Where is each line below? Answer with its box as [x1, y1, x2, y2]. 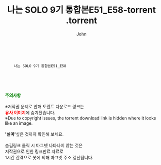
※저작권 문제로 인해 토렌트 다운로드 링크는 [5, 103, 84, 109]
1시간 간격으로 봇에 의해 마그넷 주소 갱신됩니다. [5, 154, 94, 160]
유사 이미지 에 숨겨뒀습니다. [5, 110, 56, 115]
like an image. [5, 120, 33, 126]
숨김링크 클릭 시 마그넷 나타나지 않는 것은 [5, 142, 83, 148]
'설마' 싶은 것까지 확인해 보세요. [5, 131, 64, 137]
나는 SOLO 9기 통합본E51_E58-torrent [7, 4, 156, 16]
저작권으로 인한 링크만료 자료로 [5, 148, 64, 154]
